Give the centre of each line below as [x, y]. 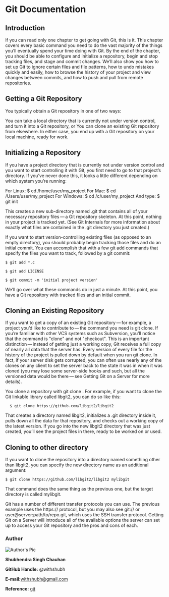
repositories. [18, 83]
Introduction [25, 28]
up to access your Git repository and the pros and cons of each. [72, 525]
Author [14, 538]
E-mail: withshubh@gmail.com [37, 579]
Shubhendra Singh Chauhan [36, 559]
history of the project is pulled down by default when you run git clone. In [81, 355]
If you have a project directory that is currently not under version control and [85, 165]
